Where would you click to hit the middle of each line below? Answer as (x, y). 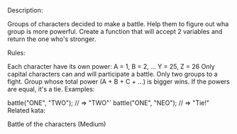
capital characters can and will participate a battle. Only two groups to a (112, 74)
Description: (25, 10)
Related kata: (27, 110)
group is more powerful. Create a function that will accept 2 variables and (115, 32)
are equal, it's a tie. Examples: (51, 89)
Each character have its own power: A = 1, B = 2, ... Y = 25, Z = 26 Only (111, 66)
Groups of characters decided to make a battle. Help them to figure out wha (118, 24)
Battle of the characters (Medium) (57, 124)
